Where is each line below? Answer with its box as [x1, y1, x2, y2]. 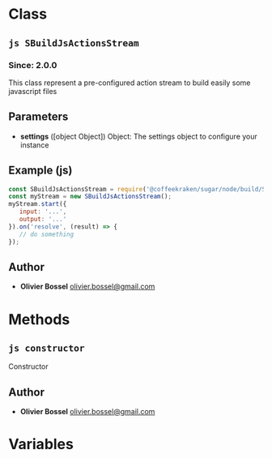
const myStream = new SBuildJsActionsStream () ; [8, 192, 172, 201]
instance [19, 139, 49, 150]
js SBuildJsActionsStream [8, 37, 139, 49]
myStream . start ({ [8, 200, 67, 208]
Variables [8, 435, 74, 454]
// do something [19, 230, 74, 238]
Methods [8, 310, 70, 328]
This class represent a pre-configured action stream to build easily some [8, 78, 251, 88]
